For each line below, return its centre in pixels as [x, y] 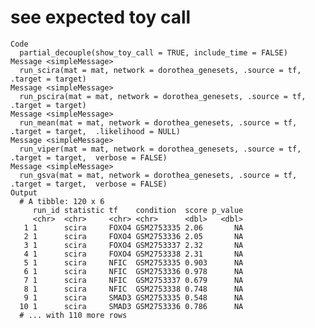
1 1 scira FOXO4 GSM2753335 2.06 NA [133, 227]
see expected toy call [101, 17]
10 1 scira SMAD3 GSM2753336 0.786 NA [131, 306]
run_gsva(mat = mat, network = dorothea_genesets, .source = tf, [158, 175]
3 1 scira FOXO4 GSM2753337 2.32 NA [133, 245]
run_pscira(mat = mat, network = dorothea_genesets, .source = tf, [163, 96]
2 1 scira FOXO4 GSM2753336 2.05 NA [133, 236]
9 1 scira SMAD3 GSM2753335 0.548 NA [133, 297]
